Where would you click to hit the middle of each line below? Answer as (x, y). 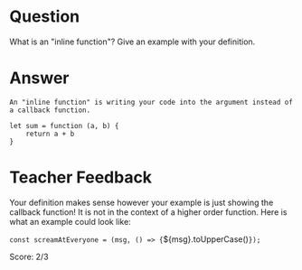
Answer (39, 78)
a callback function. (50, 110)
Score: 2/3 (29, 256)
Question (44, 17)
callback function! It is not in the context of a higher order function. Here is (148, 212)
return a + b (50, 134)
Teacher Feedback (80, 177)
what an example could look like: (70, 221)
